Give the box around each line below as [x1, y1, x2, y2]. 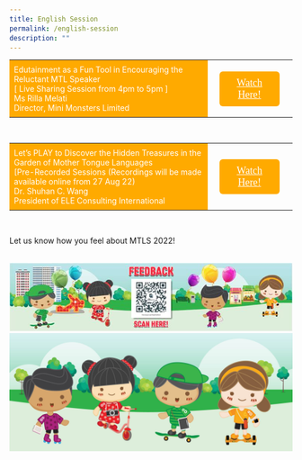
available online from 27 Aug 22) [13, 176, 136, 187]
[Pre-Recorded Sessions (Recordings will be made [13, 167, 202, 177]
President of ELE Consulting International [13, 195, 166, 206]
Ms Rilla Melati [13, 93, 67, 104]
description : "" [9, 33, 70, 42]
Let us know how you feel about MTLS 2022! [9, 235, 175, 247]
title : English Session [9, 14, 99, 23]
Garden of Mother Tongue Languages [13, 158, 153, 168]
